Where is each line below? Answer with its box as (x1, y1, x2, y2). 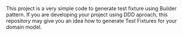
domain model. (6, 23, 42, 30)
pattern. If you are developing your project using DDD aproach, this (6, 11, 168, 18)
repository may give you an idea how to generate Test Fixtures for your (6, 17, 177, 24)
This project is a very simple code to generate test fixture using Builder (6, 5, 177, 12)
